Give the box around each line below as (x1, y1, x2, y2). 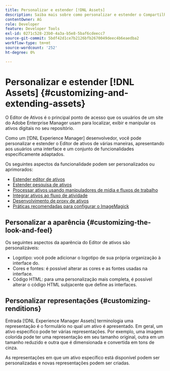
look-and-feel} (5, 226, 53, 234)
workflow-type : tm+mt (5, 41, 51, 46)
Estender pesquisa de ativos (12, 182, 72, 188)
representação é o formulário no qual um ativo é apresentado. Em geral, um (5, 323, 163, 329)
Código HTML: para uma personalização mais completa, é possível (12, 276, 153, 282)
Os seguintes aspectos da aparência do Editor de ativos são (5, 240, 131, 246)
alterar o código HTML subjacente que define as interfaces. (12, 282, 138, 288)
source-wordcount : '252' (5, 45, 58, 50)
